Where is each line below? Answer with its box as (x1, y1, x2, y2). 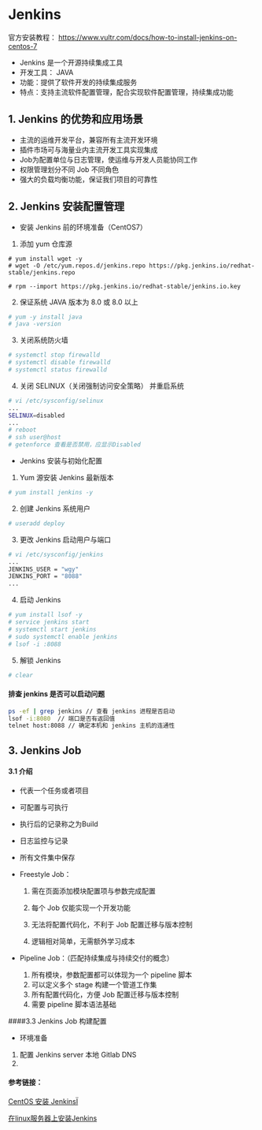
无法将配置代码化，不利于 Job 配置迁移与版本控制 (31, 919, 193, 929)
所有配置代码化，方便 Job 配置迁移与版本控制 (31, 990, 179, 999)
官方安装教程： (8, 32, 57, 42)
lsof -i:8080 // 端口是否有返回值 (8, 714, 116, 722)
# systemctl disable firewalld (8, 359, 111, 367)
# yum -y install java (8, 313, 83, 321)
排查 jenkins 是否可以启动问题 (8, 689, 105, 699)
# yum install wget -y (8, 255, 83, 263)
